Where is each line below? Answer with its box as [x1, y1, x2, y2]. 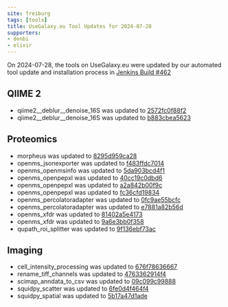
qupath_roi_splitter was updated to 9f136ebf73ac [16, 225, 157, 233]
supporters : [7, 29, 41, 36]
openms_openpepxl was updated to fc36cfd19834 [16, 188, 160, 196]
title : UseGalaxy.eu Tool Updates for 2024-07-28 [7, 23, 152, 30]
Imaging [7, 245, 43, 256]
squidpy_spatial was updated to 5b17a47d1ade [16, 292, 148, 300]
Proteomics [7, 133, 58, 145]
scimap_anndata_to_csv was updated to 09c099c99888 [16, 277, 176, 286]
